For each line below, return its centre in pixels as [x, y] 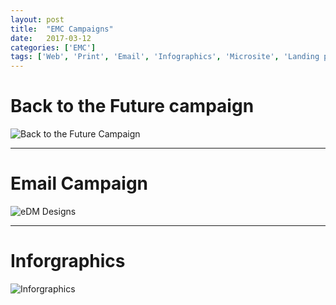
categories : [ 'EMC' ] [53, 47]
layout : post [37, 19]
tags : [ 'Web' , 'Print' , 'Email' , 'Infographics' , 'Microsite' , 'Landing [165, 57]
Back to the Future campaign [132, 106]
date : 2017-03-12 [51, 38]
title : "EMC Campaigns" [62, 29]
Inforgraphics [68, 261]
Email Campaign [79, 183]
